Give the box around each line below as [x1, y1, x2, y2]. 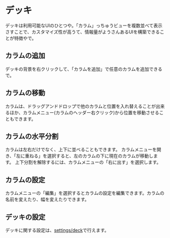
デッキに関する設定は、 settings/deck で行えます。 [5, 227, 109, 233]
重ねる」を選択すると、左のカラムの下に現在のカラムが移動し [25, 153, 154, 159]
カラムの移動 [5, 88, 46, 97]
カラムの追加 [5, 51, 46, 60]
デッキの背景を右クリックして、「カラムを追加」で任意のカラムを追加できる [5, 66, 162, 72]
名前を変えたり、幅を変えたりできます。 [5, 196, 90, 202]
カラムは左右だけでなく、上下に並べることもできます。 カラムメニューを [5, 146, 157, 153]
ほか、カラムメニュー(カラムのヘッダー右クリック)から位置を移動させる [9, 109, 160, 115]
